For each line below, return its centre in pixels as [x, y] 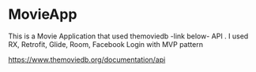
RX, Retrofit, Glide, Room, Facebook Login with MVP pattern [106, 44]
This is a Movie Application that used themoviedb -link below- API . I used [128, 36]
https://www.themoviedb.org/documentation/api [87, 59]
